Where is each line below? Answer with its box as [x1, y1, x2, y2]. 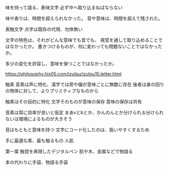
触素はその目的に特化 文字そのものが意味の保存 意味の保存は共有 [5, 99, 142, 105]
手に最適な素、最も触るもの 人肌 [5, 137, 74, 143]
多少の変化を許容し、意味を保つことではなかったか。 [5, 61, 117, 66]
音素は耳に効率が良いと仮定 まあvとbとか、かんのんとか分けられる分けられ [5, 109, 164, 115]
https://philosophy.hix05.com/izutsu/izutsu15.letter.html [5, 71, 122, 77]
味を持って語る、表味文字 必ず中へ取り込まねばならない [5, 5, 123, 10]
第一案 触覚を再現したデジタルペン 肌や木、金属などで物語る [5, 149, 133, 154]
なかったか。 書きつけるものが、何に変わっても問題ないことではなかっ [9, 43, 158, 50]
